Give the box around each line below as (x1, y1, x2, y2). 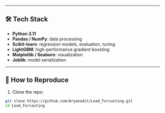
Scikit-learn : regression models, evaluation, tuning (12, 41, 115, 47)
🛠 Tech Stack (5, 15, 48, 24)
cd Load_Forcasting (5, 103, 45, 108)
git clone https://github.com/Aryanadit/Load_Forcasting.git (5, 98, 133, 104)
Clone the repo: (12, 89, 44, 95)
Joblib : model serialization (12, 57, 66, 63)
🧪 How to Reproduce (5, 76, 69, 84)
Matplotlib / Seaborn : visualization (12, 51, 83, 57)
